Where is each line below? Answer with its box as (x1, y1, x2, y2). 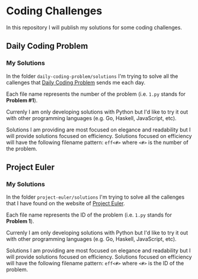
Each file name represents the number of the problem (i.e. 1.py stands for (6, 90, 186, 98)
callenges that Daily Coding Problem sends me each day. (6, 79, 146, 86)
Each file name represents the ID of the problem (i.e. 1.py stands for (6, 211, 172, 218)
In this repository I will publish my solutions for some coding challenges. (6, 24, 183, 31)
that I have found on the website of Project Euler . (6, 200, 126, 207)
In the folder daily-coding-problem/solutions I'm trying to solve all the (6, 73, 178, 80)
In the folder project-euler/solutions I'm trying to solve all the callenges (6, 193, 185, 200)
